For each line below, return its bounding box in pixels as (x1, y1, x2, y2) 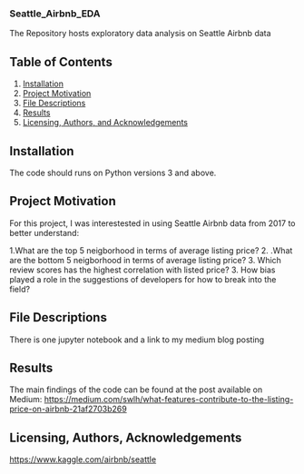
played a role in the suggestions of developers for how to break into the (9, 273, 277, 284)
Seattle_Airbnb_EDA (9, 7, 101, 20)
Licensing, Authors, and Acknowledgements (22, 117, 189, 128)
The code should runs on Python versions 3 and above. (9, 167, 217, 178)
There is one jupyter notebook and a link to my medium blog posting (9, 334, 265, 345)
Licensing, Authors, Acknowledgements (9, 430, 242, 445)
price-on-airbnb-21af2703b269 (9, 403, 127, 415)
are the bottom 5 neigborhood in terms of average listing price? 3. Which (9, 254, 281, 265)
